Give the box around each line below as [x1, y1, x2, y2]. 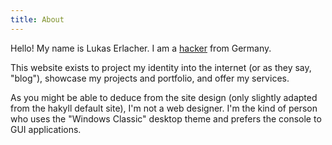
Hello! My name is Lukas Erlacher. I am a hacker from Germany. [10, 42, 272, 54]
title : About [10, 14, 65, 25]
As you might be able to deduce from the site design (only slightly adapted [10, 91, 318, 103]
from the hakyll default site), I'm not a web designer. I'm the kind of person [10, 102, 318, 114]
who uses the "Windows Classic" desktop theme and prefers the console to [10, 112, 322, 125]
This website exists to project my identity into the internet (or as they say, [10, 61, 312, 73]
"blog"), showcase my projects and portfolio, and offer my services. [10, 72, 290, 84]
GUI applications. [10, 123, 82, 135]
